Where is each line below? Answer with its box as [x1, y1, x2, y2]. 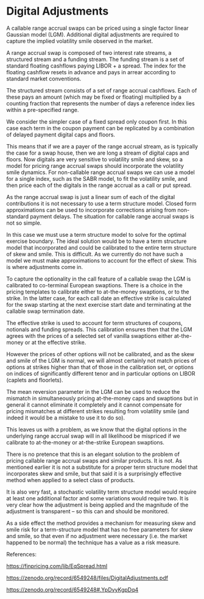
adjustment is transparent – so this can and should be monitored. [6, 507, 169, 515]
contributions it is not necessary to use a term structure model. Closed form [6, 200, 197, 207]
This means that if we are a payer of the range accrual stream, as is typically [6, 142, 199, 150]
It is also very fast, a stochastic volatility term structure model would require [6, 488, 197, 496]
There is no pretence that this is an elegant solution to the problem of [6, 450, 180, 458]
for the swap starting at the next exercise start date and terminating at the [6, 301, 192, 308]
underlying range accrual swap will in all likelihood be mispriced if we [6, 432, 181, 440]
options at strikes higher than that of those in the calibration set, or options [6, 363, 194, 371]
